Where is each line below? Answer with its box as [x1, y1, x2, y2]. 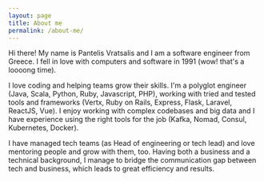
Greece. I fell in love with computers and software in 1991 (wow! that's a [8, 57, 245, 66]
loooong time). [8, 65, 57, 75]
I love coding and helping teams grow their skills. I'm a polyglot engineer [8, 81, 247, 90]
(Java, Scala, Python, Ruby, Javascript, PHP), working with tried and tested [8, 89, 256, 99]
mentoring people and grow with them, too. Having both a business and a [8, 147, 250, 156]
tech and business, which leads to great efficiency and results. [8, 164, 214, 174]
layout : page [8, 11, 52, 20]
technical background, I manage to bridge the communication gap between [8, 155, 257, 165]
